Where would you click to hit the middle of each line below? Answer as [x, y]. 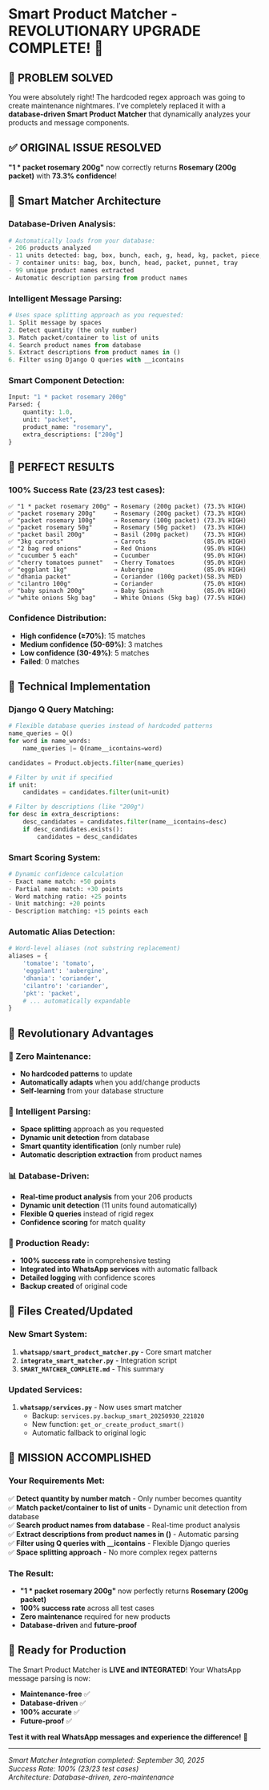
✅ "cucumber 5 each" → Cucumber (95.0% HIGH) [127, 556]
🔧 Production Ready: [49, 1243]
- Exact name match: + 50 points [62, 881]
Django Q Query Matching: [61, 709]
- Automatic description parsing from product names [98, 278]
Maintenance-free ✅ [55, 1694]
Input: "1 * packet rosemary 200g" [68, 397]
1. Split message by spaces [55, 322]
